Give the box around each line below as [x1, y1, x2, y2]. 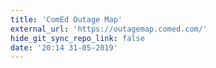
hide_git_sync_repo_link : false [10, 33, 145, 43]
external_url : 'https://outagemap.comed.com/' [10, 24, 208, 34]
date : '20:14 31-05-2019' [10, 42, 118, 53]
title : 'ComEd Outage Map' [10, 14, 123, 25]
